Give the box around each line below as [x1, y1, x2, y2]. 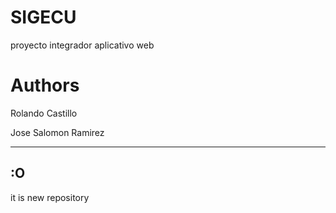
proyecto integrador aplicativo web [10, 39, 155, 51]
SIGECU [10, 6, 77, 29]
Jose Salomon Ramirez [10, 126, 105, 138]
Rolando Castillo [10, 107, 78, 119]
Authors [10, 74, 80, 97]
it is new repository [10, 191, 90, 203]
